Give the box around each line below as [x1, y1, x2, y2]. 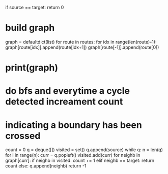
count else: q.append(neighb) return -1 [5, 163, 87, 169]
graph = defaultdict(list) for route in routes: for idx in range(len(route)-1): [5, 39, 157, 45]
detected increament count [5, 96, 123, 108]
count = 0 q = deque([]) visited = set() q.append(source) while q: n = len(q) [5, 147, 163, 153]
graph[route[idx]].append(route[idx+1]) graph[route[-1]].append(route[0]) [5, 44, 159, 50]
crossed [5, 130, 41, 142]
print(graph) [5, 62, 59, 74]
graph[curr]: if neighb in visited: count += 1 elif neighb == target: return [5, 157, 155, 164]
